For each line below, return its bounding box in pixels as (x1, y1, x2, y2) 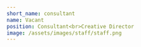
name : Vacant (6, 17, 44, 23)
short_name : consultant (6, 10, 76, 17)
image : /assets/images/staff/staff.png (6, 29, 122, 37)
